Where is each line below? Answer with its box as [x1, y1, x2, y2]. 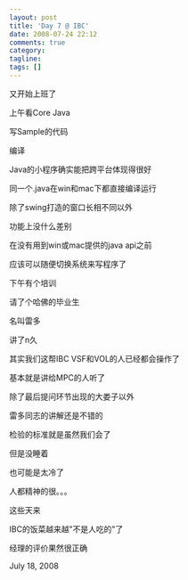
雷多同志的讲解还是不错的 [9, 410, 103, 421]
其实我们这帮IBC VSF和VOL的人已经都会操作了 [9, 353, 180, 364]
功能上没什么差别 [9, 220, 72, 232]
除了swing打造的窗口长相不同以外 [9, 201, 134, 212]
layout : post [9, 12, 58, 22]
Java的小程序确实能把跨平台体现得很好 [9, 164, 152, 175]
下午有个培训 [9, 277, 56, 288]
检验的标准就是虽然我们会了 [9, 429, 111, 439]
